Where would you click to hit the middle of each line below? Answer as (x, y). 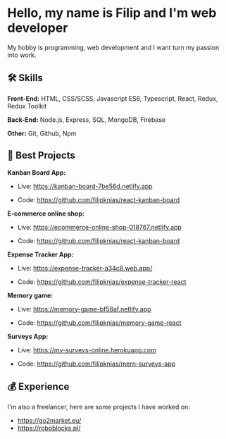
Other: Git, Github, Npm (42, 133)
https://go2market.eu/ (49, 421)
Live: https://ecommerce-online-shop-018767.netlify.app (99, 227)
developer (38, 28)
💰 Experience (38, 387)
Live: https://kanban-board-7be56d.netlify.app (85, 186)
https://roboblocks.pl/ (49, 428)
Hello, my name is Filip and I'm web (112, 13)
